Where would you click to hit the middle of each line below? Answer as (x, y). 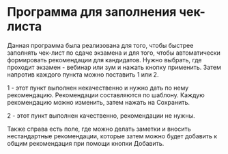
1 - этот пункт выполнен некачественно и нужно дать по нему (98, 88)
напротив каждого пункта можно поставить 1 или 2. (83, 74)
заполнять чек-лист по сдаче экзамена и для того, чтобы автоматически (114, 53)
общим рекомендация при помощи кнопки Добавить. (86, 143)
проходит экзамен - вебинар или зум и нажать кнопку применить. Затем (114, 67)
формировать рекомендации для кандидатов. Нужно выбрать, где (104, 60)
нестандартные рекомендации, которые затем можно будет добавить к (112, 136)
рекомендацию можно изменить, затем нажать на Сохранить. (98, 102)
